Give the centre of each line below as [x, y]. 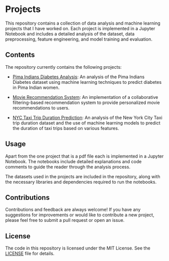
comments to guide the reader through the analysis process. [68, 167]
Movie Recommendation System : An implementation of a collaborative [85, 97]
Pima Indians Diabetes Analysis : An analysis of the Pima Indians [78, 77]
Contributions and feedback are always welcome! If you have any [73, 210]
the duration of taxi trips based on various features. [66, 128]
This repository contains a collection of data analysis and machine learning [83, 23]
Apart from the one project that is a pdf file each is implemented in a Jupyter [84, 156]
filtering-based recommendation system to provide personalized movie [86, 102]
